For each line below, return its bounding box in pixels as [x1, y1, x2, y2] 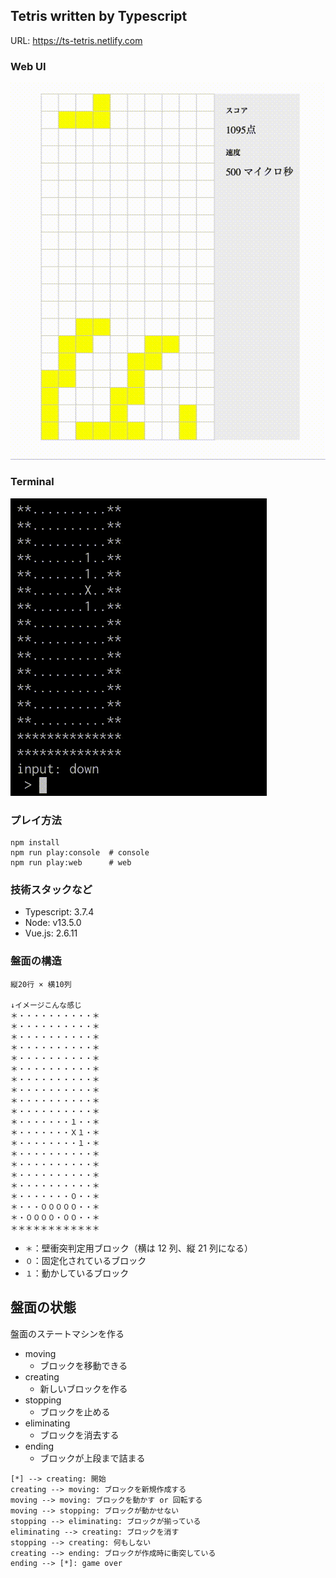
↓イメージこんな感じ [10, 1000, 82, 1010]
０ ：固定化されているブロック [24, 1254, 147, 1266]
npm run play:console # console [10, 848, 150, 858]
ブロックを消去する [39, 1429, 120, 1441]
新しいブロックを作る [39, 1382, 128, 1394]
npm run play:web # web [10, 858, 132, 868]
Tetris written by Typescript [10, 8, 188, 25]
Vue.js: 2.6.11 [24, 927, 78, 939]
